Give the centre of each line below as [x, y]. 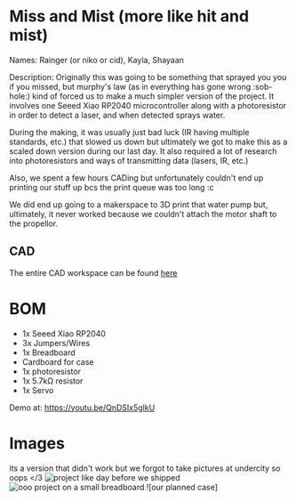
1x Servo [38, 390]
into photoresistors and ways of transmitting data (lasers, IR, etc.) [129, 160]
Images [37, 443]
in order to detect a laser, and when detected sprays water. [117, 115]
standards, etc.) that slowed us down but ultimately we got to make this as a [148, 141]
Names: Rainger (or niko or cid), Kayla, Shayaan [97, 60]
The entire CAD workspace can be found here [93, 272]
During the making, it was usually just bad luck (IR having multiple [129, 132]
